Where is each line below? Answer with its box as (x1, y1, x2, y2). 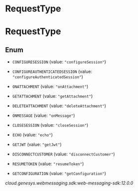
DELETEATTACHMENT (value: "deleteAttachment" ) (12, 103, 106, 109)
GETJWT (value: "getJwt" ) (12, 142, 62, 148)
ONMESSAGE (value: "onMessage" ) (12, 113, 75, 119)
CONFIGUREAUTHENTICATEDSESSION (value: (12, 68, 92, 75)
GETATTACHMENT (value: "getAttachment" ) (12, 93, 93, 99)
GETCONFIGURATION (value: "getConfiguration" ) (12, 171, 106, 177)
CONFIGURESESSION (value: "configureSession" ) (12, 59, 106, 65)
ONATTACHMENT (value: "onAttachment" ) (12, 83, 88, 90)
